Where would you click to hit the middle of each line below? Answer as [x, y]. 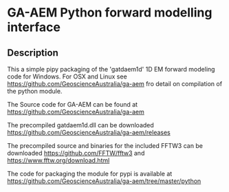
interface [34, 27]
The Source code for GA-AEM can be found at [73, 104]
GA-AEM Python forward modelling [110, 13]
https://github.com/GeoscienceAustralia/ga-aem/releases [89, 132]
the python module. [35, 91]
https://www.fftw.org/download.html [58, 160]
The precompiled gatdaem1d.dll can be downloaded [81, 125]
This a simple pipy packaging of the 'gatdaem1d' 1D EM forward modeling [111, 69]
